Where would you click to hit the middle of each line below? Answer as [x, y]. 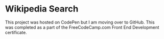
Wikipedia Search [42, 9]
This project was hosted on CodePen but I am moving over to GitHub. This [80, 22]
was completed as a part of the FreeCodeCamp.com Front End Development [82, 27]
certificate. [16, 32]
